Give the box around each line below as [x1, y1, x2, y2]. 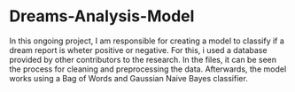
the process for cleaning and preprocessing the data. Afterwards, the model [9, 64, 287, 74]
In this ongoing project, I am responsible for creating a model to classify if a [9, 35, 285, 46]
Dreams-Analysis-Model [9, 6, 195, 27]
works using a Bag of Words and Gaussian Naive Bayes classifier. [9, 73, 248, 83]
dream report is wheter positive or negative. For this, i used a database [9, 44, 268, 55]
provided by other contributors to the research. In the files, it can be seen [9, 54, 277, 65]
